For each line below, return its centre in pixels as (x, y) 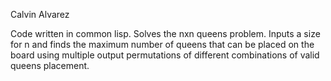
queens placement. (50, 65)
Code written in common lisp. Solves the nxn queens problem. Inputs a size (165, 33)
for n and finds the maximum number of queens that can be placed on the (162, 44)
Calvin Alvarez (40, 14)
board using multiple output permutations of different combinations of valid (165, 55)
